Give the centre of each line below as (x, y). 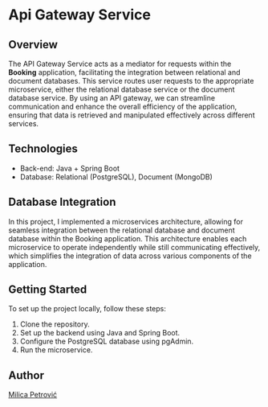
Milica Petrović (33, 395)
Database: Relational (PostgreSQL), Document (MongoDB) (116, 177)
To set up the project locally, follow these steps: (87, 309)
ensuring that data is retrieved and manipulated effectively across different (132, 115)
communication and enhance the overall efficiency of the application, (123, 107)
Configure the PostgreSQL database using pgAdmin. (107, 341)
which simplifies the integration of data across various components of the (130, 256)
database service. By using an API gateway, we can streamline (112, 98)
